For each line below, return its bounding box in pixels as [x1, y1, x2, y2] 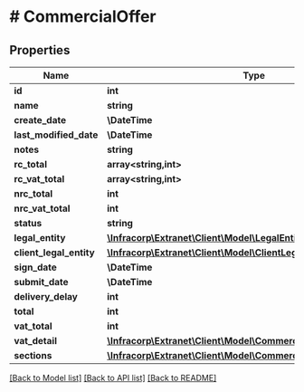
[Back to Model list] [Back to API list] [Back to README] [9, 373, 217, 383]
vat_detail [14, 335, 57, 347]
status [14, 217, 43, 229]
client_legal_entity [14, 246, 95, 259]
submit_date [14, 276, 70, 288]
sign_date [14, 261, 57, 273]
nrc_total [14, 187, 53, 200]
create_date [14, 114, 66, 126]
